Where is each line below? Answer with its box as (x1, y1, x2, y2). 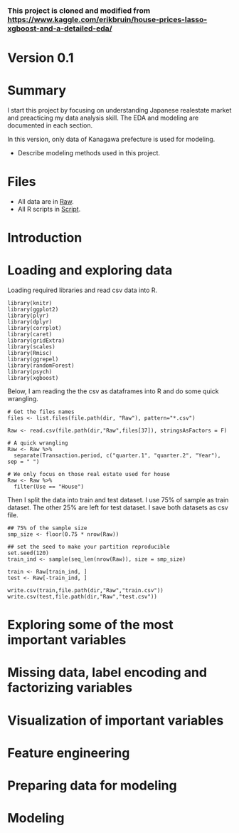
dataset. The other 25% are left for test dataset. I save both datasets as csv (7, 503, 229, 512)
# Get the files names (7, 408, 75, 415)
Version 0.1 (7, 50, 74, 66)
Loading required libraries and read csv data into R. (7, 286, 158, 294)
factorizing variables (7, 680, 133, 696)
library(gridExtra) (7, 337, 65, 344)
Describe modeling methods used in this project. (17, 149, 161, 157)
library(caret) (7, 331, 53, 338)
